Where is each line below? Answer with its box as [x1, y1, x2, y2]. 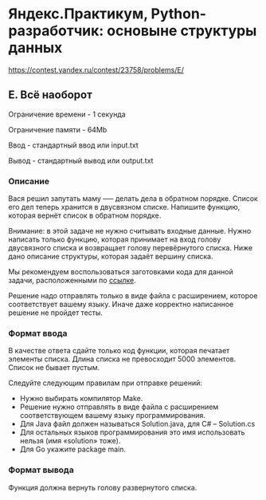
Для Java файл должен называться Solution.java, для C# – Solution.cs [19, 419, 256, 429]
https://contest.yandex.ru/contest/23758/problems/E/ [8, 65, 185, 74]
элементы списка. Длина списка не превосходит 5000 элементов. [8, 354, 237, 364]
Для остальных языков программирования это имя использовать [19, 427, 245, 437]
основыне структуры [106, 22, 257, 40]
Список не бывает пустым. [8, 363, 100, 372]
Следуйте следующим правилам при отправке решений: [8, 378, 203, 388]
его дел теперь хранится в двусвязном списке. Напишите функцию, [8, 203, 241, 212]
